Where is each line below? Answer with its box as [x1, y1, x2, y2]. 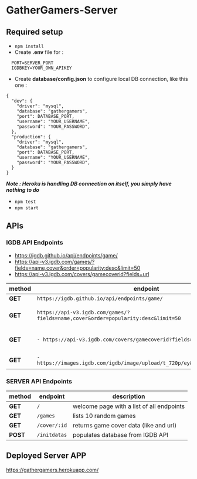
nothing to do [6, 186, 40, 193]
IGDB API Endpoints [6, 239, 63, 247]
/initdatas [36, 432, 67, 438]
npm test [14, 199, 36, 205]
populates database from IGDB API [72, 430, 169, 439]
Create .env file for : [14, 49, 64, 56]
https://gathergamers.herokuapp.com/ [6, 466, 99, 473]
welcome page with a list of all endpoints [72, 402, 185, 410]
